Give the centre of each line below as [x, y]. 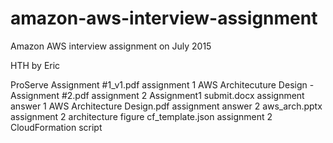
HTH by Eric [35, 65]
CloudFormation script [56, 127]
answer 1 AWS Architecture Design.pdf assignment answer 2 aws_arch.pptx [166, 106]
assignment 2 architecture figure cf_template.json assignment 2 [141, 116]
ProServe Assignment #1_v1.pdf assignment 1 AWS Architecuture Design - [162, 84]
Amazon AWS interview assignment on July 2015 [111, 46]
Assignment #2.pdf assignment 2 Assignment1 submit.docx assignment [157, 95]
